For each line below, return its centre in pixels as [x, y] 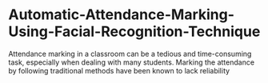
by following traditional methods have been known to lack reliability [119, 70]
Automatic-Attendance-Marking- [121, 15]
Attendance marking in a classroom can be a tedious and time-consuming [130, 53]
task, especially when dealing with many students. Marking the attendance [131, 62]
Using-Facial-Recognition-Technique [134, 32]
